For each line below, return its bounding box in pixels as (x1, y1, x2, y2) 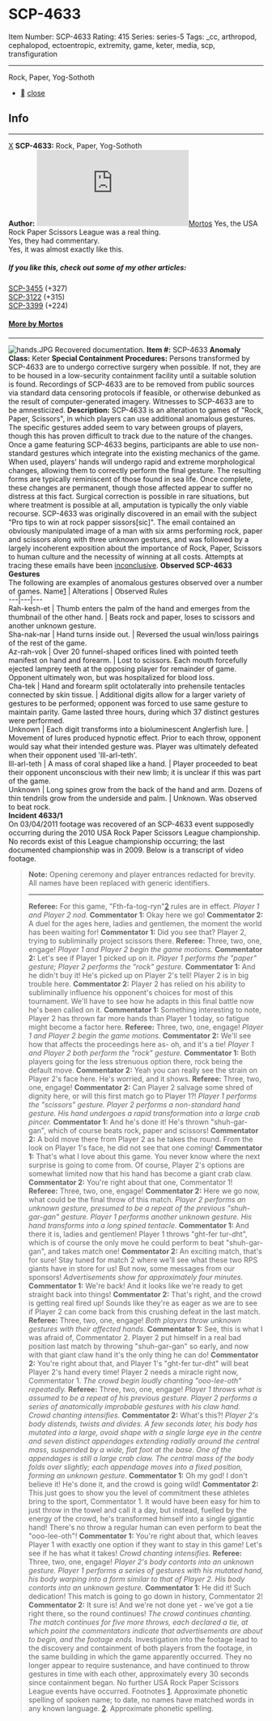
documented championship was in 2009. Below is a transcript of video (8, 845, 244, 855)
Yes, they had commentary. (8, 235, 100, 245)
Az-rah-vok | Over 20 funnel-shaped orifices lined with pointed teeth (8, 646, 239, 656)
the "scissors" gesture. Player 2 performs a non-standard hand (28, 1099, 240, 1109)
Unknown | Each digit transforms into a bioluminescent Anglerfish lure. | (8, 724, 249, 734)
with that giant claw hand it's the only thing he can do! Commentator (28, 1349, 259, 1360)
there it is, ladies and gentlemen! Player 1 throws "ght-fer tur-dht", (28, 1229, 249, 1239)
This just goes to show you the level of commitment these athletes (28, 1487, 249, 1498)
